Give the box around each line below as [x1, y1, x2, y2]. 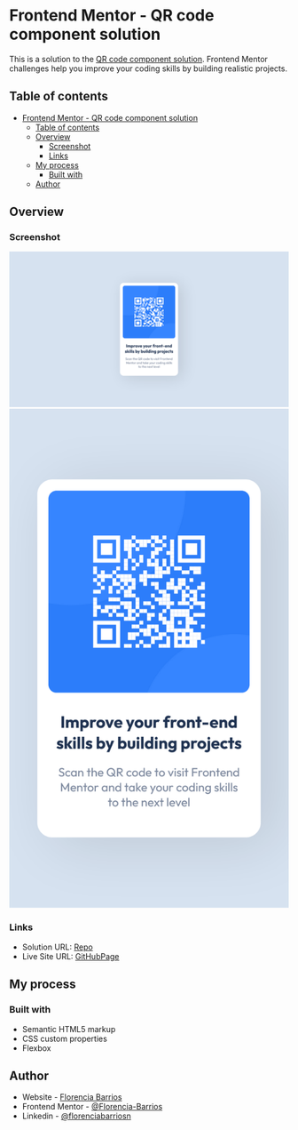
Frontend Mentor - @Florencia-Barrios [21, 1102, 163, 1112]
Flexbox [21, 1042, 51, 1054]
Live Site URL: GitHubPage [21, 950, 120, 961]
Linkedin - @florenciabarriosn [21, 1110, 131, 1121]
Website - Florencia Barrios [21, 1092, 122, 1102]
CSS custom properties [21, 1033, 108, 1044]
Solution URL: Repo [21, 942, 93, 952]
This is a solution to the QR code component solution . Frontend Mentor [9, 53, 269, 64]
